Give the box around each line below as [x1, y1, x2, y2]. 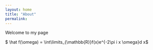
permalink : [5, 16, 28, 21]
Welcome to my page [5, 30, 48, 36]
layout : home [5, 7, 32, 12]
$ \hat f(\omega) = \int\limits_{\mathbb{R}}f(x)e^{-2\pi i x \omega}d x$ [5, 39, 149, 45]
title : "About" [5, 12, 37, 17]
